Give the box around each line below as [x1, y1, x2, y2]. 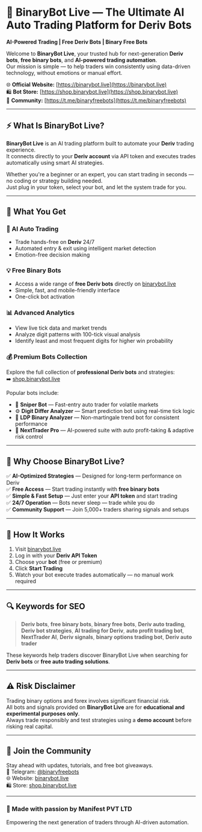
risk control [14, 433, 43, 440]
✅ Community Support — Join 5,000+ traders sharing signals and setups [6, 506, 189, 513]
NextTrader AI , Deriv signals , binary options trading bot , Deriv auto [20, 633, 192, 641]
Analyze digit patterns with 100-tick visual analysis [14, 331, 141, 338]
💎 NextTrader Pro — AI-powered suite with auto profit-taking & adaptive [14, 427, 194, 434]
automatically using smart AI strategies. [6, 159, 104, 166]
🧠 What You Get [6, 206, 66, 217]
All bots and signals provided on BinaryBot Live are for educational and [6, 703, 185, 711]
